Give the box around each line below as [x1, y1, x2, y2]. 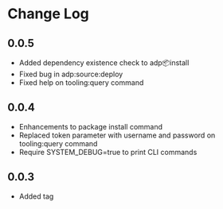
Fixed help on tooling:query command [18, 78, 144, 87]
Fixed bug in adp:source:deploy [18, 69, 123, 79]
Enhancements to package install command [18, 122, 163, 131]
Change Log [7, 5, 89, 23]
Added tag [18, 192, 54, 201]
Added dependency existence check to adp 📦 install [18, 58, 190, 68]
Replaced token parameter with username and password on [18, 130, 216, 140]
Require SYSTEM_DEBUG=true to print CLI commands [18, 147, 198, 157]
